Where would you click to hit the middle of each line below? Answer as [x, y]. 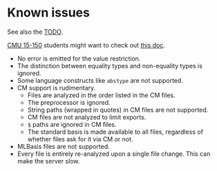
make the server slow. [48, 161]
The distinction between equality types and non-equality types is [110, 66]
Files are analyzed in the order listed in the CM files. [101, 95]
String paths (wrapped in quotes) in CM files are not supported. [118, 110]
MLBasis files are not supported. [64, 146]
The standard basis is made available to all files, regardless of [115, 132]
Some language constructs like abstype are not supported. [100, 80]
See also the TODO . [35, 32]
